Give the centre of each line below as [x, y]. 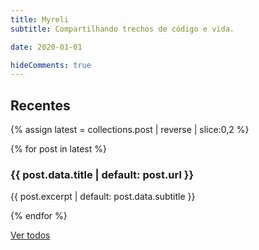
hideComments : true [51, 65]
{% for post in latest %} [58, 149]
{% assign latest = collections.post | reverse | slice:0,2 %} [130, 130]
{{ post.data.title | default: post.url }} [102, 174]
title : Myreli [40, 19]
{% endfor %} [39, 216]
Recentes [40, 105]
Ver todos [30, 235]
